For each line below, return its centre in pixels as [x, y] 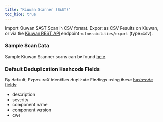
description [23, 94]
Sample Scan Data [27, 46]
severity [20, 100]
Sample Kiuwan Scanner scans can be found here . [56, 56]
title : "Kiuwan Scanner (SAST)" [38, 10]
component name [30, 105]
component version [32, 110]
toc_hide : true [20, 14]
